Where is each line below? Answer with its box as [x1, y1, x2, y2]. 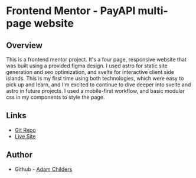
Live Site [14, 132, 36, 140]
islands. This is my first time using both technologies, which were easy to [6, 75, 184, 82]
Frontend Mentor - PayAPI [6, 4, 136, 18]
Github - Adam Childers [14, 166, 73, 173]
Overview [6, 40, 43, 50]
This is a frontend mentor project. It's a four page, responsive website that [6, 56, 187, 63]
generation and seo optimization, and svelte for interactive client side [6, 69, 174, 75]
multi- [138, 4, 168, 18]
